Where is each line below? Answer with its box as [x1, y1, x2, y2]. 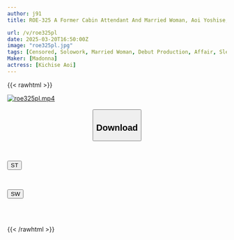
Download [96, 122, 138, 133]
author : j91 [7, 10, 42, 17]
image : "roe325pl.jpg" [7, 42, 73, 49]
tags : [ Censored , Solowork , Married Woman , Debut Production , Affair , [7, 49, 217, 56]
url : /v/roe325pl [7, 29, 58, 36]
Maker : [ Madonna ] [7, 55, 58, 63]
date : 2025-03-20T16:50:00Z [7, 35, 89, 42]
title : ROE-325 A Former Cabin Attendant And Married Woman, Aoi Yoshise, [7, 17, 229, 24]
